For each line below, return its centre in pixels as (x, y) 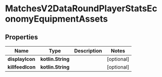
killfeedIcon (22, 67)
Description (88, 51)
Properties (22, 37)
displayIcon (22, 59)
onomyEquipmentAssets (57, 19)
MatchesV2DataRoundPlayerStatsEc (81, 9)
